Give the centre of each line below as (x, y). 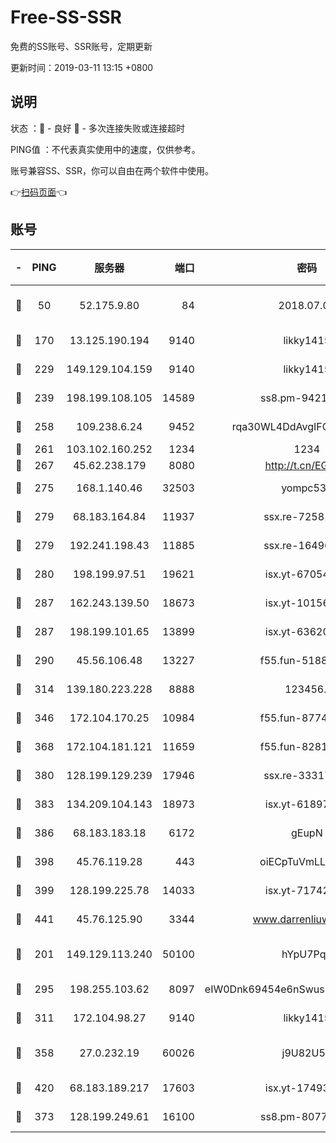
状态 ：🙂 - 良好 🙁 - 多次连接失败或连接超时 (97, 128)
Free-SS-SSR (66, 17)
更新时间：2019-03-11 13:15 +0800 (82, 67)
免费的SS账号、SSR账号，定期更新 (81, 46)
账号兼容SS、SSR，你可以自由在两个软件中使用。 (112, 170)
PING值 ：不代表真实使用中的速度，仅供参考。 (105, 149)
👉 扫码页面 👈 (39, 192)
